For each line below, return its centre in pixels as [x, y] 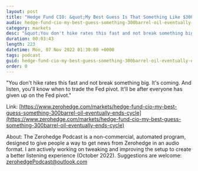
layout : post [22, 11]
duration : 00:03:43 [30, 39]
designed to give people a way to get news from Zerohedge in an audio [93, 143]
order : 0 [17, 66]
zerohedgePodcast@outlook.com [47, 162]
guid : [13, 61]
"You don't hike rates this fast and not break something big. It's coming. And [99, 83]
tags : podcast [24, 55]
